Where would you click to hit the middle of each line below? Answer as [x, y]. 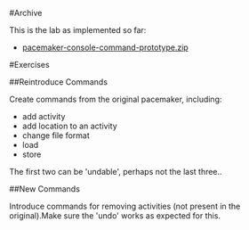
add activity [44, 116]
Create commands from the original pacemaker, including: [116, 99]
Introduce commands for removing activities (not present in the [125, 206]
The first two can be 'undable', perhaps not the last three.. [116, 172]
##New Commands [44, 189]
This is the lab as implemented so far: [78, 30]
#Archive [26, 13]
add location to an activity [69, 126]
